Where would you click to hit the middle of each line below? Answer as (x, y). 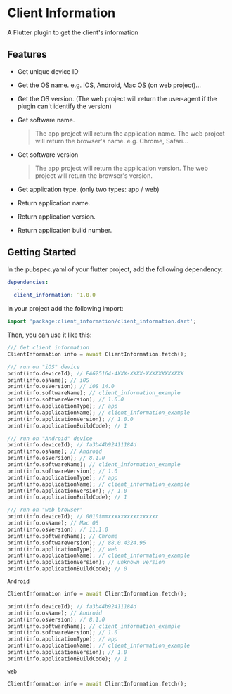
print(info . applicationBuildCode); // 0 (67, 569)
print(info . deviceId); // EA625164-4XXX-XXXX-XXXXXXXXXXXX (96, 373)
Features (27, 54)
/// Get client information (49, 348)
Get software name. (46, 120)
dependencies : (28, 282)
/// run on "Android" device (50, 438)
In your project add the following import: (65, 309)
